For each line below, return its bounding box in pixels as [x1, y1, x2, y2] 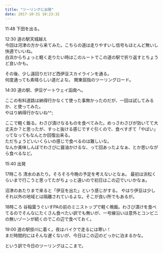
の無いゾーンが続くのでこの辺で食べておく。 [5, 216, 94, 222]
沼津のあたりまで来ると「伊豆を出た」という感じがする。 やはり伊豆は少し [5, 187, 156, 193]
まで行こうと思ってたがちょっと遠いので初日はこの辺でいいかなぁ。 [13, 177, 150, 183]
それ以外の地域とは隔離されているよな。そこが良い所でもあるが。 [5, 193, 137, 199]
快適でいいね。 [5, 48, 35, 54]
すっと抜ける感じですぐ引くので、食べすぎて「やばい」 [47, 126, 158, 132]
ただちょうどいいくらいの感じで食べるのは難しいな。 [5, 138, 112, 144]
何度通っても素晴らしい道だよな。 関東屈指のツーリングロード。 [5, 76, 134, 83]
